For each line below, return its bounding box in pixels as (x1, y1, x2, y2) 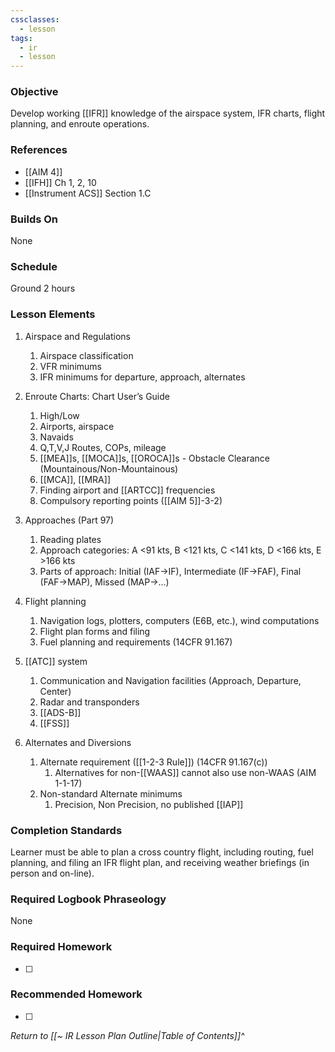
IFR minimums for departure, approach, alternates (39, 371, 246, 383)
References (10, 143, 68, 157)
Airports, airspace (39, 420, 115, 432)
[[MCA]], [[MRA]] (39, 473, 111, 485)
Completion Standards (10, 823, 123, 837)
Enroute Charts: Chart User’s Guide (24, 390, 170, 402)
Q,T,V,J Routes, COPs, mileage (39, 441, 167, 453)
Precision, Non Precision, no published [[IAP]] (54, 798, 244, 810)
